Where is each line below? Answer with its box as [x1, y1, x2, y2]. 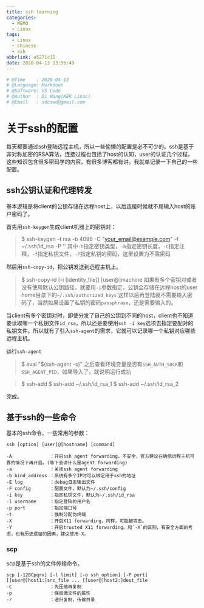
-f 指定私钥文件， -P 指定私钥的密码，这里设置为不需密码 [32, 250, 171, 257]
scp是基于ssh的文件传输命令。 [6, 559, 83, 567]
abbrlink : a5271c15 [6, 54, 56, 60]
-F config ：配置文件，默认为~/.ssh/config [6, 486, 126, 492]
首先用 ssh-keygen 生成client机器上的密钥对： [6, 223, 117, 230]
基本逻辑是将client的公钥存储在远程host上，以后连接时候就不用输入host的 [6, 202, 191, 210]
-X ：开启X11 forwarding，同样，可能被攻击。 [6, 518, 147, 524]
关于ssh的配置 [6, 122, 78, 136]
